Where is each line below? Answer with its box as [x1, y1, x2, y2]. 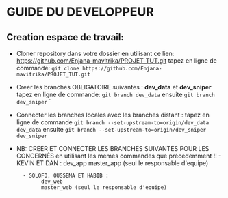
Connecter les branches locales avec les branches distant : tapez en [16, 111, 210, 119]
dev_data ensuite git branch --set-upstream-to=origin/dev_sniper [16, 126, 207, 133]
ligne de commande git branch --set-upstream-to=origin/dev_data [16, 118, 210, 126]
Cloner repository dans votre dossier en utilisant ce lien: [16, 49, 175, 57]
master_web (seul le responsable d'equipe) [41, 184, 167, 191]
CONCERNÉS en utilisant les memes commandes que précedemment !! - [16, 152, 222, 160]
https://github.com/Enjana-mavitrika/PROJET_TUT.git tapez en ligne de [16, 57, 217, 65]
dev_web [41, 178, 63, 185]
